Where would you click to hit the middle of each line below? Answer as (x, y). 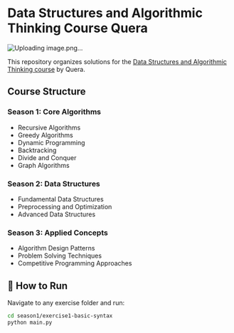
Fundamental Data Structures (61, 199)
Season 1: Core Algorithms (54, 112)
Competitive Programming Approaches (75, 263)
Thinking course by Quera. (46, 69)
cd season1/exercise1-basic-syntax (60, 316)
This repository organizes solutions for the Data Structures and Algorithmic (117, 61)
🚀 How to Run (38, 286)
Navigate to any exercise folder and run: (66, 303)
